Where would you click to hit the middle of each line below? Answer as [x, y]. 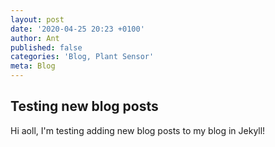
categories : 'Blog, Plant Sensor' [82, 57]
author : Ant [35, 38]
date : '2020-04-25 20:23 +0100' [77, 29]
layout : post [37, 19]
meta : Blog [33, 66]
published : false [46, 47]
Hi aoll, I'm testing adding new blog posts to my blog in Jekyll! [138, 130]
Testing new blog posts [84, 106]
